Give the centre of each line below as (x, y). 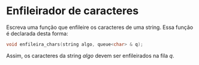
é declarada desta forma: (37, 33)
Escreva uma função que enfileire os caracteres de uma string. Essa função (100, 27)
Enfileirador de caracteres (73, 11)
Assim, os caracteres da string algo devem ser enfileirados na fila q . (90, 56)
